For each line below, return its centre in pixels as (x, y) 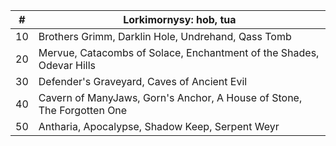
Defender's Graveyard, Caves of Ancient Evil (143, 81)
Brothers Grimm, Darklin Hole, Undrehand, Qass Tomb (165, 36)
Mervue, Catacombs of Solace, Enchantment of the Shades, (179, 52)
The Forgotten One (83, 110)
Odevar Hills (67, 65)
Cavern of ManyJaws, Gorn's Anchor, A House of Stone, (170, 97)
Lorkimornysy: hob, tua (180, 19)
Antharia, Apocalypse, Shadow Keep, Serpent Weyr (159, 126)
